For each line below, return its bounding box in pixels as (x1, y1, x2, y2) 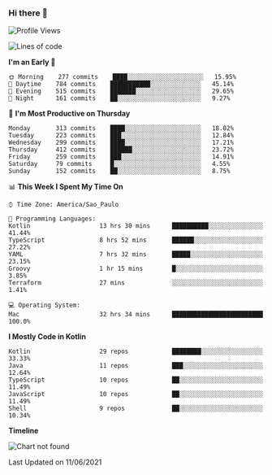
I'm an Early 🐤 (8, 57, 56, 68)
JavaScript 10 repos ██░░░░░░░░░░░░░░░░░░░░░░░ (8, 390, 264, 399)
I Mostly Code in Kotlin (8, 332, 87, 342)
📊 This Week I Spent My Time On (8, 182, 123, 192)
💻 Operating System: (8, 301, 81, 310)
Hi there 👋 (8, 7, 49, 19)
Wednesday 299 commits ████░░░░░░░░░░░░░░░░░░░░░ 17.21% (8, 138, 234, 147)
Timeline (8, 426, 39, 436)
